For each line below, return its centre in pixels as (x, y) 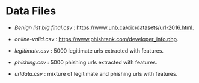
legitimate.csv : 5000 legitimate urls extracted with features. (89, 50)
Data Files (31, 11)
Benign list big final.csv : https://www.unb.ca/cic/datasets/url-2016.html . (104, 27)
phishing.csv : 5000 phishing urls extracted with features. (86, 62)
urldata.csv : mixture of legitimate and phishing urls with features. (96, 73)
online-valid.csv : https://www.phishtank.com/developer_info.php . (96, 39)
